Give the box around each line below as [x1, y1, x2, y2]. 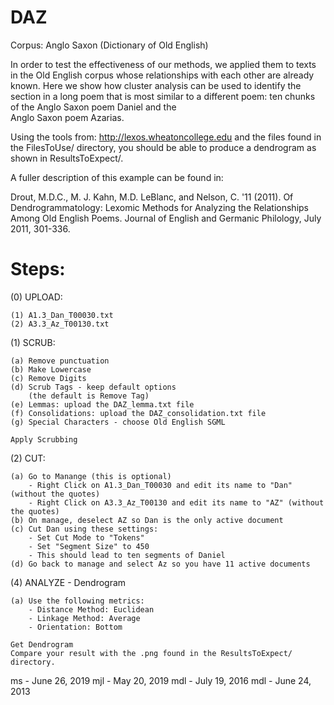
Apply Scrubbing [10, 434, 78, 445]
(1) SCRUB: [10, 336, 56, 348]
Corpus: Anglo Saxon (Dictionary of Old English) [10, 39, 209, 51]
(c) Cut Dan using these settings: [10, 524, 159, 534]
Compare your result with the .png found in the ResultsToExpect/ [10, 648, 293, 658]
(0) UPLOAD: [10, 291, 63, 303]
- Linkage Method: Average [28, 613, 141, 623]
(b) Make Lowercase [10, 364, 92, 375]
